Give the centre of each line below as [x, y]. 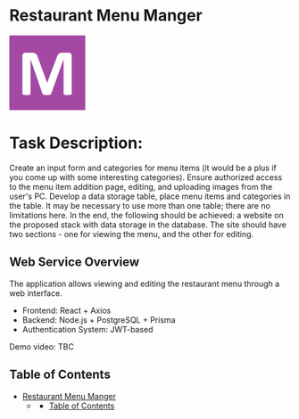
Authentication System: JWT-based [87, 329]
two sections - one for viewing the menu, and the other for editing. [132, 234]
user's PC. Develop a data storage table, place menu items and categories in [150, 196]
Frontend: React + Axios [66, 310]
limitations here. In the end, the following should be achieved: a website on [146, 215]
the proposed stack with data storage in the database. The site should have [148, 225]
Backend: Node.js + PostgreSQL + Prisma [99, 320]
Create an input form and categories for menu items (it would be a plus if [143, 168]
